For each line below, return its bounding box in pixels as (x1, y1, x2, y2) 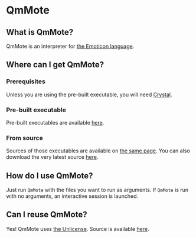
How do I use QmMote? (6, 171, 93, 181)
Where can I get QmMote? (6, 60, 104, 70)
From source (6, 133, 43, 142)
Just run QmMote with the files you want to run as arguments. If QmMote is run (6, 187, 189, 194)
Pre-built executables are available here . (6, 119, 104, 126)
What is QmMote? (6, 27, 74, 37)
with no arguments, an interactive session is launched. (6, 193, 139, 200)
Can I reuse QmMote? (6, 210, 87, 220)
